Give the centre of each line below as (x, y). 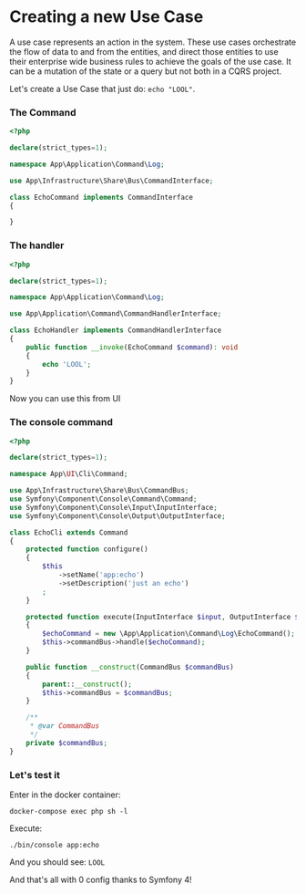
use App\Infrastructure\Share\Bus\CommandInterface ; (112, 181)
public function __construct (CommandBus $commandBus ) (130, 667)
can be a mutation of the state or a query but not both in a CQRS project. (146, 71)
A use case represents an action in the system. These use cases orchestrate (153, 42)
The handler (37, 245)
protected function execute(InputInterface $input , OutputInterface (158, 617)
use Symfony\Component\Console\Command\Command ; (103, 499)
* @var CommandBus (65, 726)
